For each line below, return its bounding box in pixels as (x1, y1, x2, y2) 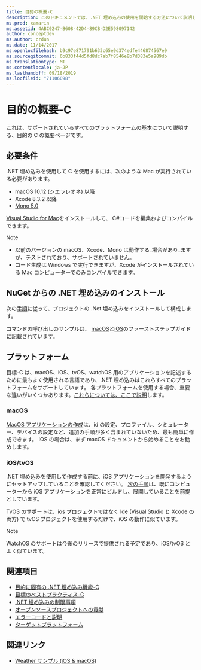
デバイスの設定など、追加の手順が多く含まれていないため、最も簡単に (16, 428, 190, 435)
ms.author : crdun (6, 36, 50, 42)
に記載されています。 (6, 333, 59, 340)
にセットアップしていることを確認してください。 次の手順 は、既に (6, 480, 170, 488)
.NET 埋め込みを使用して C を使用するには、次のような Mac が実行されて (6, 167, 187, 175)
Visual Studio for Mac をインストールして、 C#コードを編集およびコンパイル (6, 214, 193, 221)
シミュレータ (157, 421, 189, 428)
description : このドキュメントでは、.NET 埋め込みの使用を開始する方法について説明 (6, 14, 193, 20)
